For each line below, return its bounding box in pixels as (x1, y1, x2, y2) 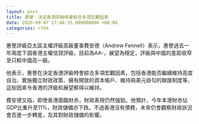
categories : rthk (6, 25, 49, 31)
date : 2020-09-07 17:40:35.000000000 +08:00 (6, 19, 118, 25)
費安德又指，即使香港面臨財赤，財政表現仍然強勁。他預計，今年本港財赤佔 (6, 97, 188, 104)
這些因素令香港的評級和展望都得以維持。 (6, 84, 105, 92)
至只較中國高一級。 (6, 57, 53, 64)
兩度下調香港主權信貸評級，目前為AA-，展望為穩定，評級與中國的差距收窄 (11, 50, 192, 57)
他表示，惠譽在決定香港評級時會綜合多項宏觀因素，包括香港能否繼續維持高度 (6, 69, 193, 77)
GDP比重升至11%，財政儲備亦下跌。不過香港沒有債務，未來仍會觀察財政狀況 (6, 104, 192, 111)
